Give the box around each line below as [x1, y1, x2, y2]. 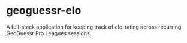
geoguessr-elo [6, 4, 82, 17]
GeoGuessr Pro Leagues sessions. [6, 29, 92, 36]
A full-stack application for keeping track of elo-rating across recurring [6, 23, 182, 30]
